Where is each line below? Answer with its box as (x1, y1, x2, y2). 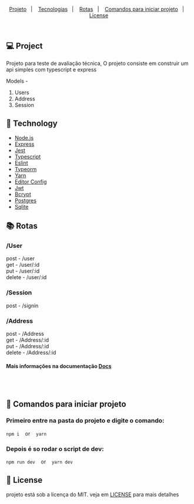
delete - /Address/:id (6, 349, 56, 356)
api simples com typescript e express (6, 66, 97, 73)
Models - (6, 77, 28, 84)
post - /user (6, 255, 35, 262)
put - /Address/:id (6, 342, 49, 349)
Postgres (14, 197, 37, 204)
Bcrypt (14, 191, 31, 198)
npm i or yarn (6, 430, 47, 437)
